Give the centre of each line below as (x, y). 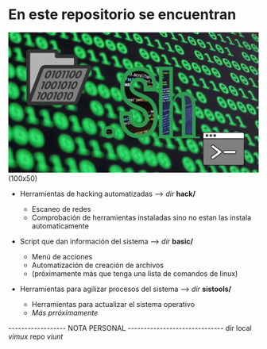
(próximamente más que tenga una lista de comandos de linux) (135, 274)
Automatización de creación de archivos (98, 265)
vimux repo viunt (36, 337)
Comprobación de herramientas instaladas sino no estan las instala (141, 218)
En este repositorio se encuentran (122, 15)
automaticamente (60, 226)
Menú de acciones (62, 257)
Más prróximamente (65, 313)
